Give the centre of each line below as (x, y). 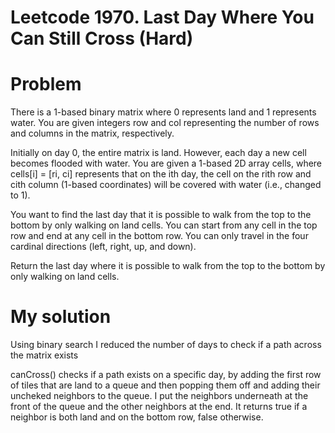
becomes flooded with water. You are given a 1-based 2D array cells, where (166, 163)
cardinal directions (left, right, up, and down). (103, 247)
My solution (61, 317)
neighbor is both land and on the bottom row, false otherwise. (137, 417)
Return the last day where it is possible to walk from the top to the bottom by (168, 266)
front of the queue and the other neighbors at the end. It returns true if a (159, 407)
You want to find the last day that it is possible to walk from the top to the (161, 215)
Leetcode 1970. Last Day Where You (162, 17)
